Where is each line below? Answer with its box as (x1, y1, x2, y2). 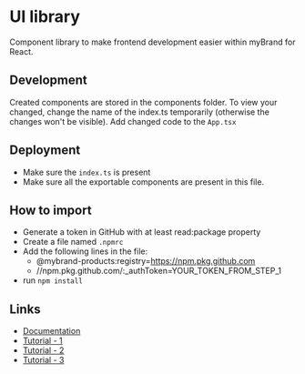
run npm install (22, 275, 84, 286)
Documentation (22, 326, 81, 337)
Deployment (9, 143, 81, 158)
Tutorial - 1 (22, 335, 63, 347)
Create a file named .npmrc (22, 237, 124, 248)
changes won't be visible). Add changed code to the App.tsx (9, 116, 237, 126)
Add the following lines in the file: (22, 246, 148, 257)
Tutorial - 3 (22, 355, 65, 366)
